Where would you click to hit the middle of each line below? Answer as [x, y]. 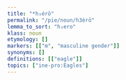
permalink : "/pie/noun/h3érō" [51, 20]
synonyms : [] [26, 53]
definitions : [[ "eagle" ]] [45, 59]
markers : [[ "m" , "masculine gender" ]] [63, 46]
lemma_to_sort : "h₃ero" [42, 26]
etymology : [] [28, 40]
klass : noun [24, 33]
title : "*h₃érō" [31, 14]
